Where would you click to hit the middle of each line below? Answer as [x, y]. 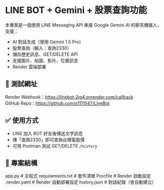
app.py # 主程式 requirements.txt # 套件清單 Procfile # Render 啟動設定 [78, 176]
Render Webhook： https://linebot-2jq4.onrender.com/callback [69, 97]
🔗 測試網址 [21, 84]
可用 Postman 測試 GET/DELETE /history [55, 146]
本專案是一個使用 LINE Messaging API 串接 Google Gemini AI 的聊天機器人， [83, 25]
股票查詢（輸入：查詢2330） [42, 48]
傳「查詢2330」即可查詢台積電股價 [48, 140]
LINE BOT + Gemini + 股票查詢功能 [76, 10]
